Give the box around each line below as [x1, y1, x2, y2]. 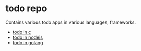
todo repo [5, 3, 47, 14]
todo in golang [12, 39, 43, 45]
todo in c [12, 29, 31, 35]
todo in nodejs [12, 34, 43, 40]
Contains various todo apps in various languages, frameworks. [5, 19, 136, 25]
